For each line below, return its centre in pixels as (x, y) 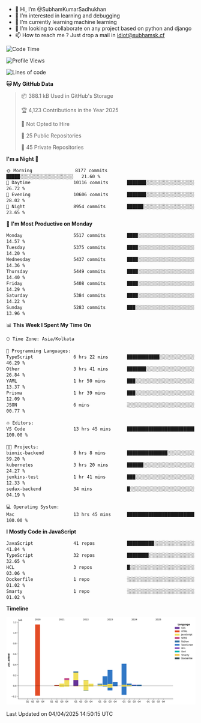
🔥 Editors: (20, 423)
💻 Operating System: (33, 507)
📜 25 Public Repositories (51, 136)
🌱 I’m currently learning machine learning (66, 22)
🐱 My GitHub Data (30, 84)
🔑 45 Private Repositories (52, 147)
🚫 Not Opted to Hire (45, 124)
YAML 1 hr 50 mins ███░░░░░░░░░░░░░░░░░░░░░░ (100, 381)
